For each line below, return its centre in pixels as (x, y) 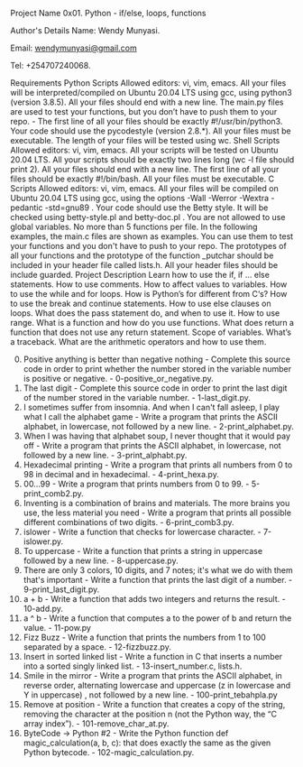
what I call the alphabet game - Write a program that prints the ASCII (151, 417)
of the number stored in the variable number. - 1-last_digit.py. (137, 397)
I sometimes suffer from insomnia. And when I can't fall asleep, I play (151, 407)
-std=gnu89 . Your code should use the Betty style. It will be (156, 208)
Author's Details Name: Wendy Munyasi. (85, 30)
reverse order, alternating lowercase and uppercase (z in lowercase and (157, 685)
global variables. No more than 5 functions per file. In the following (134, 226)
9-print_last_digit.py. (61, 589)
